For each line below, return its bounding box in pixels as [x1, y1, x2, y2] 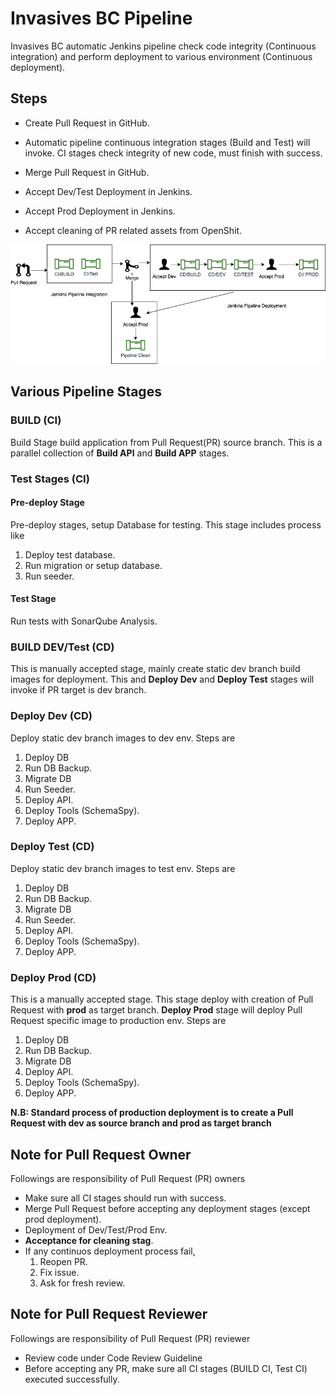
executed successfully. [24, 1373, 120, 1385]
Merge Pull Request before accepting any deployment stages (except [24, 1202, 311, 1214]
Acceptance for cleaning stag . [24, 1234, 154, 1246]
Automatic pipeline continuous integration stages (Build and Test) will [24, 136, 311, 148]
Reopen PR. [39, 1255, 88, 1267]
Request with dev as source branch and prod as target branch [10, 1117, 272, 1129]
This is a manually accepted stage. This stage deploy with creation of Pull [10, 993, 314, 1006]
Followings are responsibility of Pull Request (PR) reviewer [10, 1332, 251, 1344]
